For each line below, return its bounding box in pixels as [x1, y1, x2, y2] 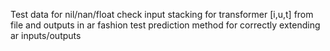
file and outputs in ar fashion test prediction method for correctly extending [10, 19, 321, 31]
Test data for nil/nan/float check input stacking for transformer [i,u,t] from [10, 9, 314, 20]
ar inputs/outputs [10, 30, 82, 41]
